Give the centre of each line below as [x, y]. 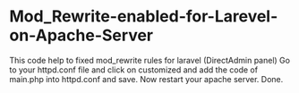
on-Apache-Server [81, 35]
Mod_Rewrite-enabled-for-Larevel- [144, 17]
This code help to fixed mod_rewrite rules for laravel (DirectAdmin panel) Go [150, 60]
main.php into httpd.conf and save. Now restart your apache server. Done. [146, 79]
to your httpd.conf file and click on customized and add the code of [133, 70]
